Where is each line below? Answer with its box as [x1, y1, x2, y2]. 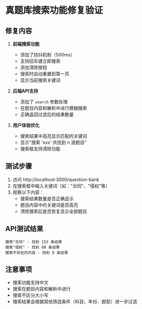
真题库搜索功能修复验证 [5, 5, 103, 16]
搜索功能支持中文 [12, 280, 49, 286]
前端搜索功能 [12, 41, 40, 47]
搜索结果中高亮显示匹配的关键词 [20, 133, 87, 139]
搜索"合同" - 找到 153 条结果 [5, 239, 62, 244]
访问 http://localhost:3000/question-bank [12, 176, 99, 182]
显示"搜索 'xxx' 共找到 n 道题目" [20, 139, 87, 145]
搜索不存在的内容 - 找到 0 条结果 [5, 250, 68, 255]
